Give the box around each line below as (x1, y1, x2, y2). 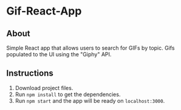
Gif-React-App (6, 4, 82, 18)
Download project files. (15, 84, 73, 91)
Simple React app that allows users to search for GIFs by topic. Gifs (6, 44, 175, 51)
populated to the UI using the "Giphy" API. (6, 51, 112, 58)
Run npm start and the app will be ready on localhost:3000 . (15, 97, 165, 104)
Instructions (6, 68, 53, 79)
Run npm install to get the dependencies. (15, 91, 121, 98)
